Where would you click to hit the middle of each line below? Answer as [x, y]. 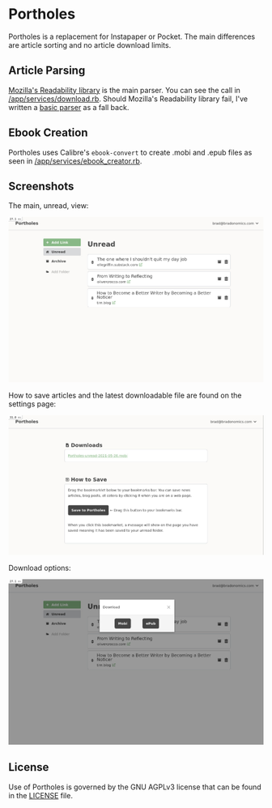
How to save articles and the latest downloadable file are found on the [125, 395]
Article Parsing [47, 71]
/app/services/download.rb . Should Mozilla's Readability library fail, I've [128, 99]
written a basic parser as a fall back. [69, 107]
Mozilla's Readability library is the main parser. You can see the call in [125, 90]
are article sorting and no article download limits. [90, 45]
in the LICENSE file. [40, 795]
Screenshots [41, 186]
